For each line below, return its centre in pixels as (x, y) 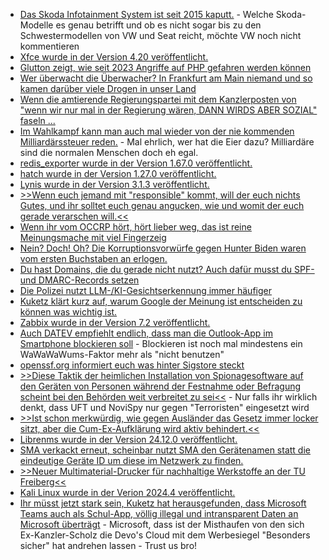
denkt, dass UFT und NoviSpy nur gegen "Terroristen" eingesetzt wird (164, 407)
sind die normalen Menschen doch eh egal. (109, 152)
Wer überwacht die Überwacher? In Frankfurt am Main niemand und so (166, 78)
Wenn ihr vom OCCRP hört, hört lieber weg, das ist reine (135, 227)
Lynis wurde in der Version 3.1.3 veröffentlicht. (114, 184)
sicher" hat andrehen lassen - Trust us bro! (108, 545)
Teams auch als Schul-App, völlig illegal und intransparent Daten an (159, 513)
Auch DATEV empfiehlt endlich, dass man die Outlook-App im (146, 333)
